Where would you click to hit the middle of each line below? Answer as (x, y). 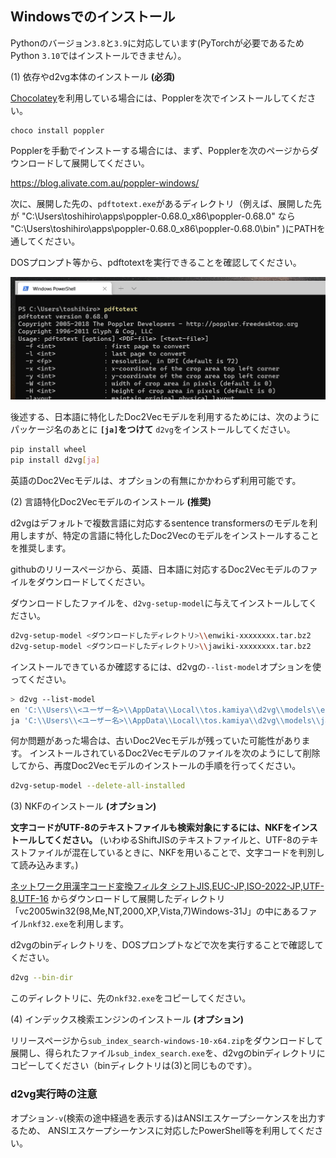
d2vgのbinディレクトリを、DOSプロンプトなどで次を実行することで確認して (167, 945)
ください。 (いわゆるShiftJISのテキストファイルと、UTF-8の (177, 840)
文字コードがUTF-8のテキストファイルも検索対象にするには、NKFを (151, 828)
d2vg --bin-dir (42, 978)
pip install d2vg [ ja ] (55, 460)
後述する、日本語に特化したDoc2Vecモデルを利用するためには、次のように (165, 417)
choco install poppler (57, 130)
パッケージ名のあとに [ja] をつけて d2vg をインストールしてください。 (153, 429)
